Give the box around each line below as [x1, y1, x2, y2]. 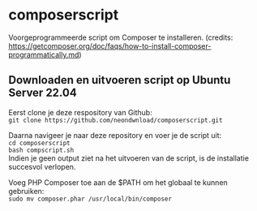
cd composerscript [8, 139, 71, 147]
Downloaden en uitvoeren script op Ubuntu [8, 73, 231, 87]
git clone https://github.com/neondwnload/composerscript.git [8, 116, 223, 124]
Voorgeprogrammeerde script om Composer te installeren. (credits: [8, 32, 233, 42]
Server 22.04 [8, 86, 77, 100]
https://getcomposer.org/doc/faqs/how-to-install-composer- [8, 41, 212, 50]
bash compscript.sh [8, 146, 75, 154]
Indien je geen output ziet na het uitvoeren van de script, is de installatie [8, 153, 250, 163]
